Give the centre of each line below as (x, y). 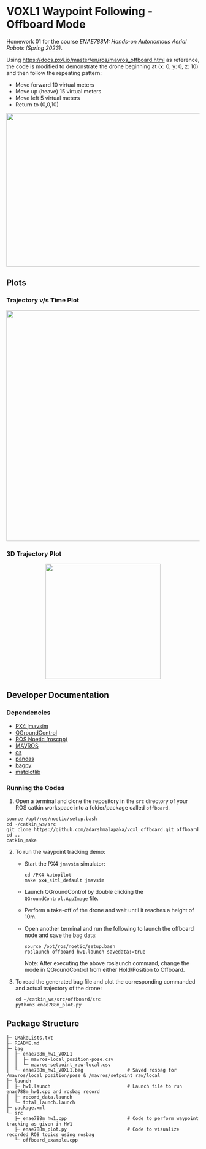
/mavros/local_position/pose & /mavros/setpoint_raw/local (83, 1075)
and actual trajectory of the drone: (59, 988)
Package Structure (43, 1024)
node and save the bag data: (60, 935)
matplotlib (28, 772)
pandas (25, 759)
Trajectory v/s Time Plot (43, 301)
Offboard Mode (46, 24)
